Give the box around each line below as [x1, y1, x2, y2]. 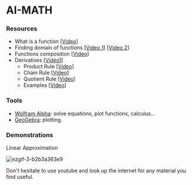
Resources [6, 25, 38, 33]
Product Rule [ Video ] [23, 63, 75, 70]
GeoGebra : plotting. [14, 116, 63, 123]
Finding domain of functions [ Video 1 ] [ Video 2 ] [14, 44, 130, 51]
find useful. [6, 173, 34, 180]
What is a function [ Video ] [14, 38, 78, 45]
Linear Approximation [6, 144, 58, 151]
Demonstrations [6, 131, 53, 139]
